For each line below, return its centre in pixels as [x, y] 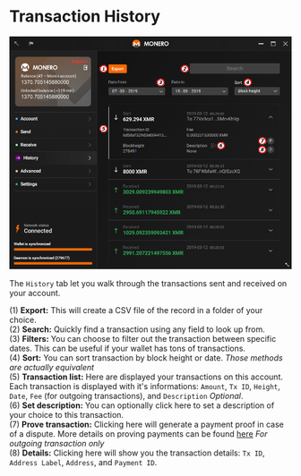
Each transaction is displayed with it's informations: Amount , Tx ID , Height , [145, 387]
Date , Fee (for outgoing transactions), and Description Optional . [126, 396]
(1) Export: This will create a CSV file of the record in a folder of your [136, 310]
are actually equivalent [52, 368]
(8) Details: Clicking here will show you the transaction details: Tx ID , [138, 453]
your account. [35, 293]
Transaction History [85, 17]
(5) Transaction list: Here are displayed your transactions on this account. [146, 377]
